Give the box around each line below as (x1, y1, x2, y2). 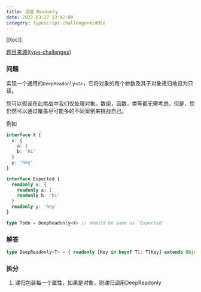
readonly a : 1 (17, 187, 52, 193)
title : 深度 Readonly (6, 8, 59, 15)
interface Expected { (6, 176, 60, 182)
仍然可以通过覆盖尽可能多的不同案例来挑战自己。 (6, 107, 127, 114)
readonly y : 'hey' (11, 204, 58, 210)
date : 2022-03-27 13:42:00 (6, 14, 74, 20)
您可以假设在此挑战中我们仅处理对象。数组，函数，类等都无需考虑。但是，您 (6, 100, 195, 107)
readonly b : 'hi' (17, 192, 60, 199)
